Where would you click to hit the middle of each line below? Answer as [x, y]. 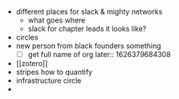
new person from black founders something [88, 46]
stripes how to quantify [54, 72]
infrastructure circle [49, 80]
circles [27, 37]
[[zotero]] [32, 64]
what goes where [57, 20]
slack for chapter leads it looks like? [87, 29]
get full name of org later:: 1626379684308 [99, 54]
